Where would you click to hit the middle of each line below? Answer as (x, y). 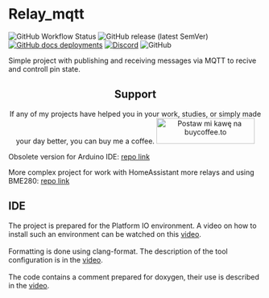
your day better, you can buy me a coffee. (85, 141)
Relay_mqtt (46, 14)
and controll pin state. (44, 68)
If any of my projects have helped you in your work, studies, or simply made (135, 114)
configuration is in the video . (56, 259)
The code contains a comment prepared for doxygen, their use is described (134, 277)
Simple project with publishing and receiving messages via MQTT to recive (132, 60)
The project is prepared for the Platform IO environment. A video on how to (132, 226)
